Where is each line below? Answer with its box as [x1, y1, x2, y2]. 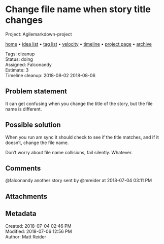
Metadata [5, 210, 37, 218]
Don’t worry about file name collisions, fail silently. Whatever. [5, 149, 133, 155]
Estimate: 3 [5, 67, 29, 73]
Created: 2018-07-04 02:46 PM [5, 223, 72, 229]
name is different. [5, 106, 42, 112]
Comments [5, 164, 41, 172]
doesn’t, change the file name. [5, 140, 69, 146]
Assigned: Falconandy [5, 61, 52, 67]
